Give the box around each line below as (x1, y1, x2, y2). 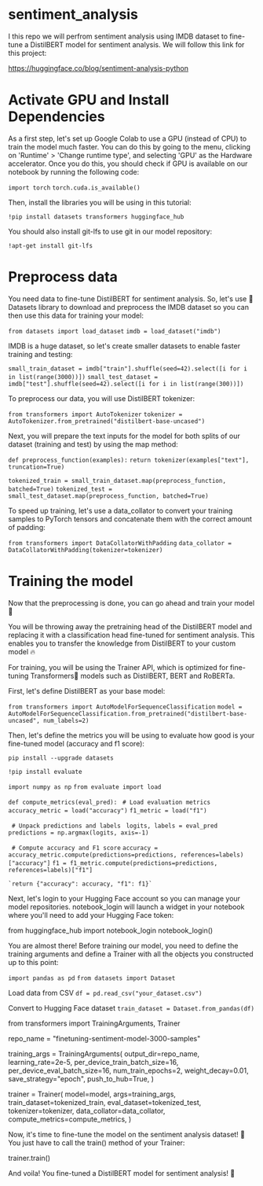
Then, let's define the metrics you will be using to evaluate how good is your (8, 730, 255, 740)
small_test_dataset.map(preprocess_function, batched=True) (8, 492, 210, 500)
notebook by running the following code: (8, 167, 140, 176)
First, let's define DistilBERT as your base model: (8, 686, 166, 695)
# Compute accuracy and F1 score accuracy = (11, 844, 159, 852)
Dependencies (8, 108, 105, 126)
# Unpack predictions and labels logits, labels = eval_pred (11, 822, 218, 830)
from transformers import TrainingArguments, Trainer (8, 1018, 181, 1028)
